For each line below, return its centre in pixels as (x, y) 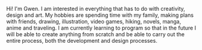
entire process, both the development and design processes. (82, 41)
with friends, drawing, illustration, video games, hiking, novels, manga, (94, 21)
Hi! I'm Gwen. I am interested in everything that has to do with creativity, (96, 9)
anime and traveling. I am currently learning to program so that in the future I (101, 28)
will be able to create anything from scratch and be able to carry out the (96, 34)
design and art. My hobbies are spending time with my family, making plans (100, 15)
